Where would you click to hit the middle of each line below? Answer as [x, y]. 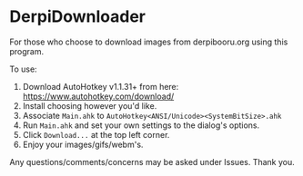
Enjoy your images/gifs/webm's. [83, 144]
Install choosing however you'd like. [90, 105]
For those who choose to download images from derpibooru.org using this [149, 42]
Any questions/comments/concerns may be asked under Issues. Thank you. [152, 161]
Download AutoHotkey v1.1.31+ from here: [101, 86]
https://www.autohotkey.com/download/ [98, 96]
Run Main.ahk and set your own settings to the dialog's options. [141, 125]
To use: [24, 69]
